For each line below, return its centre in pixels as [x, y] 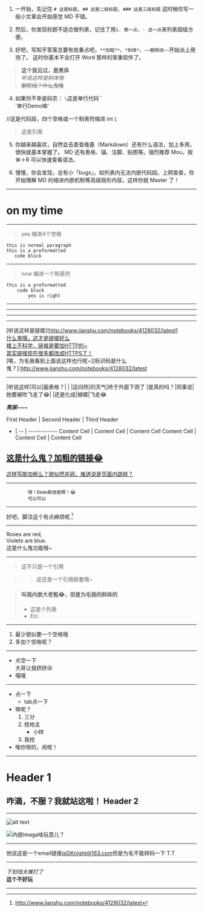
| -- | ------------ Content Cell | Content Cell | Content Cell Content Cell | [105, 431]
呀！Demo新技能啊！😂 [52, 492]
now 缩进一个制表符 [46, 273]
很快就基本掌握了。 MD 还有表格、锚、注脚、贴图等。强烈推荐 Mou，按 [104, 152]
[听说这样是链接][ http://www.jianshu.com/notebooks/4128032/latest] [92, 330]
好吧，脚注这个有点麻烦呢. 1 [40, 516]
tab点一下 [36, 701]
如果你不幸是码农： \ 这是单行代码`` [59, 98]
